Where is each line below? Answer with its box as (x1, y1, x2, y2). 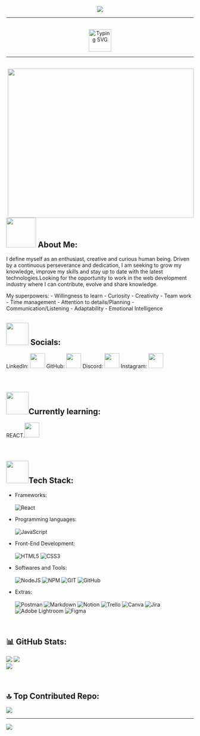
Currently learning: (29, 406, 101, 417)
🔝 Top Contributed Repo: (6, 691, 100, 701)
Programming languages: (14, 515, 77, 523)
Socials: (30, 337, 61, 347)
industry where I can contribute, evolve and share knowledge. (6, 281, 158, 288)
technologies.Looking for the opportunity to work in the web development (6, 274, 187, 282)
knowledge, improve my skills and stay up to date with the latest (6, 268, 164, 275)
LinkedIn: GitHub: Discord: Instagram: (6, 363, 147, 370)
